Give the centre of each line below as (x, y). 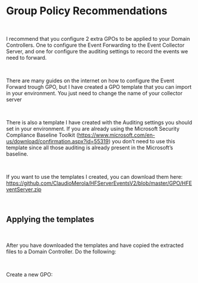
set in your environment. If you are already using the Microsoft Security (93, 128)
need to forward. (27, 57)
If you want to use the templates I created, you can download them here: (95, 176)
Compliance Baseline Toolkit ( (42, 135)
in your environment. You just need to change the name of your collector (94, 93)
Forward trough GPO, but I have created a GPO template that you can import (99, 86)
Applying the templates (50, 219)
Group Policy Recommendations (87, 11)
